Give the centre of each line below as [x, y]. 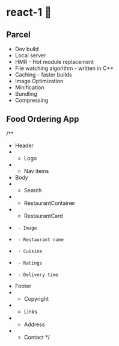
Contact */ [37, 337]
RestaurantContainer [50, 203]
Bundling [26, 94]
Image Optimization [39, 81]
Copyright [36, 298]
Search [33, 190]
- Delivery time [38, 275]
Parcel [19, 35]
